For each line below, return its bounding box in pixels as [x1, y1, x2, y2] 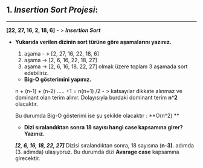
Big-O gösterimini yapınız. [24, 76, 92, 83]
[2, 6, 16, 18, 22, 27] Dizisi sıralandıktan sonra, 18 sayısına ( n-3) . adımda [14, 141, 195, 149]
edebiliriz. [24, 69, 49, 76]
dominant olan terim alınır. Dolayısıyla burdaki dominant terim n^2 [14, 94, 178, 101]
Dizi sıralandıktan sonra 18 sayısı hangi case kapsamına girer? [24, 123, 183, 131]
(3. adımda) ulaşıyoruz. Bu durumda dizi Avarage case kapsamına [14, 148, 179, 155]
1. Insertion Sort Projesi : [6, 5, 98, 15]
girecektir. [14, 154, 40, 162]
